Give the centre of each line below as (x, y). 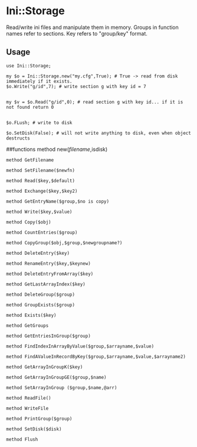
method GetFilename (30, 160)
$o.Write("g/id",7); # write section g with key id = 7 (76, 86)
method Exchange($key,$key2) (42, 191)
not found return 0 (30, 107)
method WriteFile (27, 408)
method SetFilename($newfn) (41, 170)
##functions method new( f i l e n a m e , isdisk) (57, 149)
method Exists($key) (32, 315)
